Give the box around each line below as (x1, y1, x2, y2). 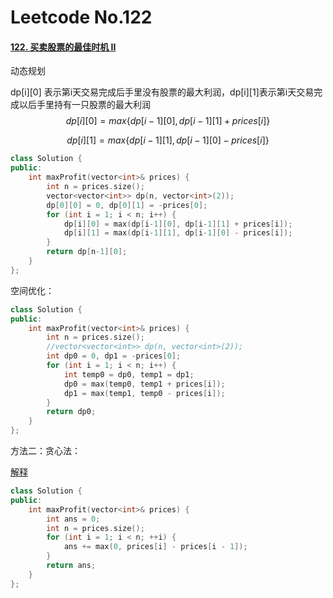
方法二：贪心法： (10, 445, 81, 457)
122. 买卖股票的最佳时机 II (10, 41, 117, 53)
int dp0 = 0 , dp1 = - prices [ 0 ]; (46, 351, 182, 361)
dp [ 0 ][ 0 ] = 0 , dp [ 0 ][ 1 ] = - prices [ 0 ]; (46, 200, 208, 210)
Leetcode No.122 (10, 6, 153, 29)
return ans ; (46, 561, 97, 571)
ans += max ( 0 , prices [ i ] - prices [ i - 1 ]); (63, 542, 248, 552)
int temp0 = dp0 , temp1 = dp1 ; (63, 369, 195, 380)
